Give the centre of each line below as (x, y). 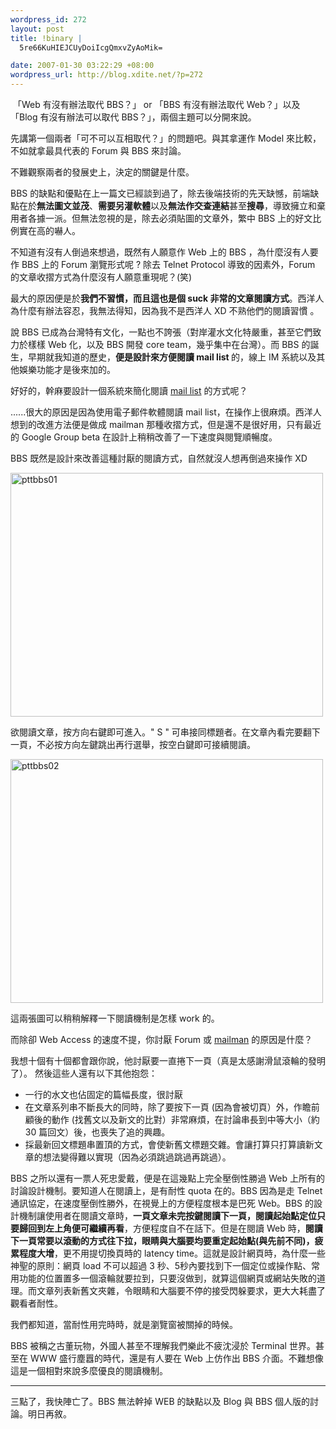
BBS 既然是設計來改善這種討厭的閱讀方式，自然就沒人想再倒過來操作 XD (159, 458)
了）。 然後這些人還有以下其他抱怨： (84, 1073)
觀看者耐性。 (36, 1303)
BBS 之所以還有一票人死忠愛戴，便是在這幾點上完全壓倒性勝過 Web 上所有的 (167, 1178)
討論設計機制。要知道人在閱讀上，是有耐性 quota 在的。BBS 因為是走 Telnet (166, 1190)
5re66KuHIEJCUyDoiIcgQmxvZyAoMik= (91, 47)
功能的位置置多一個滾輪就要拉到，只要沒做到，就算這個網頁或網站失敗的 (167, 1278)
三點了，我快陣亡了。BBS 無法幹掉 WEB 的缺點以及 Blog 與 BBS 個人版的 (160, 1401)
